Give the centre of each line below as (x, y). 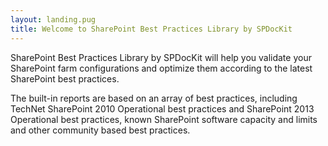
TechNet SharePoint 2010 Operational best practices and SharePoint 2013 (162, 108)
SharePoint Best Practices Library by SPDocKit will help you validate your (161, 57)
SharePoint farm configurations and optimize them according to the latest (161, 68)
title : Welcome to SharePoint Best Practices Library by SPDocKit (151, 29)
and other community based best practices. (100, 130)
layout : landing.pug (53, 19)
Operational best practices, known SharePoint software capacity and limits (164, 119)
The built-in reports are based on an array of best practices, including (154, 98)
